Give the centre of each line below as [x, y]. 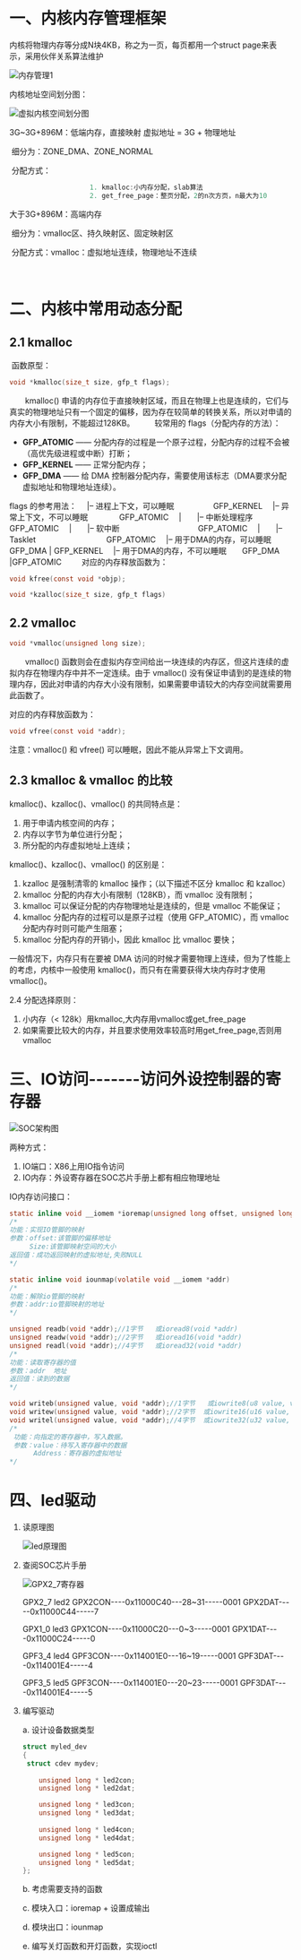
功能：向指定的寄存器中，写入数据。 [70, 1437]
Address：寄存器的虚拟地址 [77, 1454]
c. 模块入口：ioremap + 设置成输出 [86, 1908]
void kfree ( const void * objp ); [68, 579]
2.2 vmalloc [43, 622]
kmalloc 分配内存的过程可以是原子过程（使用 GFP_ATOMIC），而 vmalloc [155, 917]
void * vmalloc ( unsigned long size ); [77, 643]
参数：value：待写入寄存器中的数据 [70, 1445]
